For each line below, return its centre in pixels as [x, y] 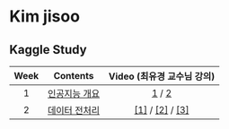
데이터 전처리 [74, 111]
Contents [74, 76]
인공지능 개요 [74, 94]
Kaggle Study [48, 50]
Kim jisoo [45, 17]
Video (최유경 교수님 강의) [162, 76]
